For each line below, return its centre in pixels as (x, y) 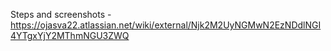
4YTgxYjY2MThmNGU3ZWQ (70, 35)
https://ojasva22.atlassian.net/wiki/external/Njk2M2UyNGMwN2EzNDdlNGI (166, 25)
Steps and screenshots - (61, 14)
